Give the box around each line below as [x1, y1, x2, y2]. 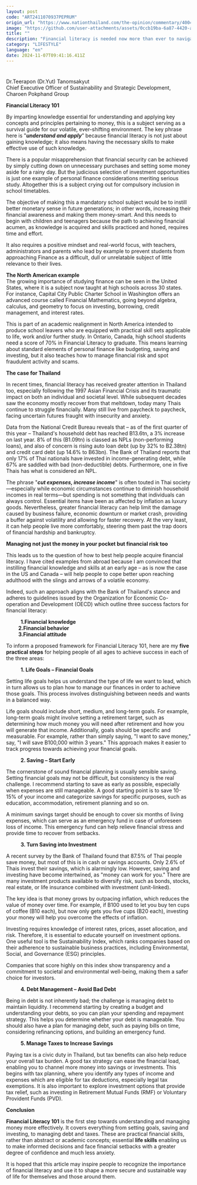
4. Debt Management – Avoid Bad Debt [20, 985, 116, 992]
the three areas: [6, 654, 45, 661]
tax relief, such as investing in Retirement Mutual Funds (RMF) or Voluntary [6, 1088, 187, 1095]
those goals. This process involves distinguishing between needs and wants [6, 690, 190, 697]
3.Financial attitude [18, 631, 67, 638]
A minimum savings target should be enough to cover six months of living [6, 810, 184, 817]
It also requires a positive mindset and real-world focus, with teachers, [6, 241, 177, 248]
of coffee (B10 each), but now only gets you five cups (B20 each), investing [6, 908, 189, 915]
